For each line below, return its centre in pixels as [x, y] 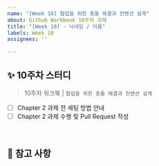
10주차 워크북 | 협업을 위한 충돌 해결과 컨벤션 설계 [88, 93]
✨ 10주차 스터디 [39, 75]
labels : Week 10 [30, 33]
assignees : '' [28, 39]
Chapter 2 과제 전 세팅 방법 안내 [61, 107]
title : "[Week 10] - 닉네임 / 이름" [56, 26]
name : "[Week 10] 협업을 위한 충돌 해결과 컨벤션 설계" [78, 13]
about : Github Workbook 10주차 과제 [57, 20]
